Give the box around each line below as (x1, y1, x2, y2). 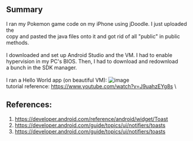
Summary (6, 5, 43, 15)
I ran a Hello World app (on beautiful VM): (6, 76, 107, 83)
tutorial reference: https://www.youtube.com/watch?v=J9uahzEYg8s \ (6, 82, 176, 90)
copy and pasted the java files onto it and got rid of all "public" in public (6, 32, 180, 40)
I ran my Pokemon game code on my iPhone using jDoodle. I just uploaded (6, 20, 187, 27)
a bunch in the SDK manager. (6, 64, 77, 71)
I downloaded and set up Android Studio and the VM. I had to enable (6, 51, 173, 58)
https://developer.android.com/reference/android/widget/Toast (14, 115, 168, 122)
